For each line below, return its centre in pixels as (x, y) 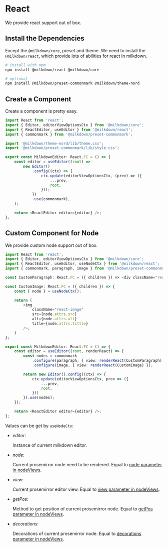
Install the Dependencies (45, 38)
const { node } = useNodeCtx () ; (48, 291)
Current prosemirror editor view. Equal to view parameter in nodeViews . (86, 489)
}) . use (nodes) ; (39, 398)
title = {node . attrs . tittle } (60, 324)
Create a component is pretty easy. (41, 111)
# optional (16, 79)
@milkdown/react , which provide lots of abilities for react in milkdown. (76, 56)
